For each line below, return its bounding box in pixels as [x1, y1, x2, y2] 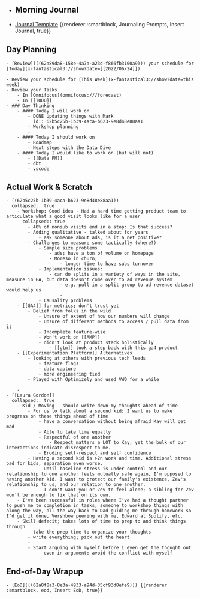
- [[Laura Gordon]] [6, 392, 55, 398]
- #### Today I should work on [17, 134, 95, 140]
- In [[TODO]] [17, 97, 52, 103]
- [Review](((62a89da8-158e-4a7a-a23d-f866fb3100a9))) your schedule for [6, 60, 195, 67]
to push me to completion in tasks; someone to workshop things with [6, 503, 184, 509]
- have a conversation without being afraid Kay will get [38, 419, 186, 425]
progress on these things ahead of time [6, 413, 109, 419]
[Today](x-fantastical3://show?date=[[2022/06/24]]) [6, 65, 141, 71]
